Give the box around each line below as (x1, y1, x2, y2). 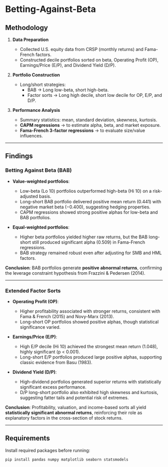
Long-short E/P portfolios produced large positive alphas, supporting (19, 354, 162, 360)
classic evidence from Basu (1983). (19, 359, 92, 365)
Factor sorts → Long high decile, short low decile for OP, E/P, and (27, 92, 162, 98)
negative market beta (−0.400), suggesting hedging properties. (19, 204, 151, 210)
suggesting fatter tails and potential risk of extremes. (19, 395, 129, 401)
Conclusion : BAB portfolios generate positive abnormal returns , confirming (5, 265, 162, 271)
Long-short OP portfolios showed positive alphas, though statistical (19, 319, 159, 325)
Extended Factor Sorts (5, 287, 61, 294)
